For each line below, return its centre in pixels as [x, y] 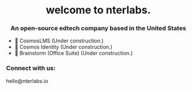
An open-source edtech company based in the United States [98, 28]
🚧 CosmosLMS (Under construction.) [59, 41]
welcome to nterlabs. [98, 10]
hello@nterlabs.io [27, 81]
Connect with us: [31, 69]
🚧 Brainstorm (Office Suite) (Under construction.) [73, 53]
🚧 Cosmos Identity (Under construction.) [64, 47]
